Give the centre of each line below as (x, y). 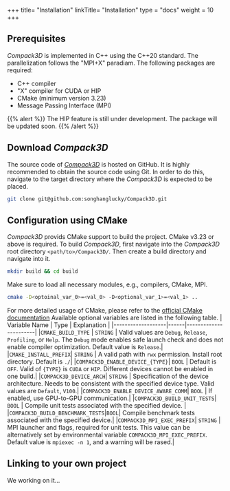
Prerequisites (36, 39)
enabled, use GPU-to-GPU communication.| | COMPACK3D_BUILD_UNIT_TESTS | (112, 398)
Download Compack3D (58, 148)
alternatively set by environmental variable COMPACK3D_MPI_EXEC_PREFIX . (107, 435)
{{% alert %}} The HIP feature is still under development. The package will (112, 118)
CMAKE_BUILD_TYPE (65, 333)
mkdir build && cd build (43, 271)
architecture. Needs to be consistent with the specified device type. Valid (111, 384)
